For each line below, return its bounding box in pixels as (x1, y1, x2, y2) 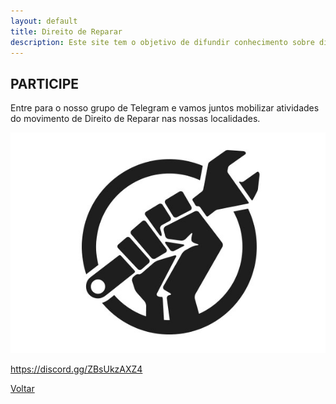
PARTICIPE (10, 75, 80, 92)
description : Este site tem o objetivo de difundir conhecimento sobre (10, 37, 315, 47)
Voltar (10, 382, 35, 394)
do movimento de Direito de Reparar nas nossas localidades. (10, 113, 261, 125)
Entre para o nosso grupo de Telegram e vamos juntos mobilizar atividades (10, 102, 320, 114)
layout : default (10, 16, 78, 26)
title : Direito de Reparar (10, 26, 123, 37)
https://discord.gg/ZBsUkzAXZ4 (10, 363, 143, 375)
